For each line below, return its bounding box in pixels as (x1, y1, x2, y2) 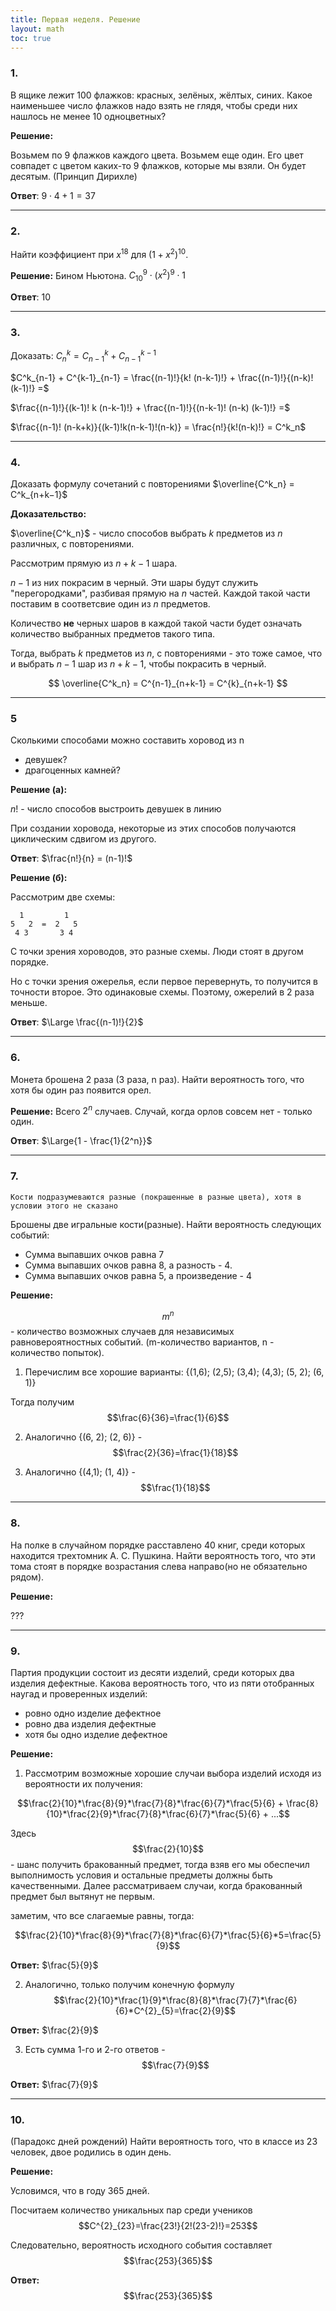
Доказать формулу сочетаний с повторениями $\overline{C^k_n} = (10, 478, 295, 490)
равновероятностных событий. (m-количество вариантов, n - (10, 1336, 275, 1348)
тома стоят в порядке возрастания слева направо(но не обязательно (10, 1560, 308, 1572)
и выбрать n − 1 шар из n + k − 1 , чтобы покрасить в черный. (10, 658, 267, 670)
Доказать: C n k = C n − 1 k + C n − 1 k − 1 (10, 348, 157, 364)
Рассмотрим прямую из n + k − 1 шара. (10, 557, 178, 570)
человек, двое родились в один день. (10, 2146, 172, 2158)
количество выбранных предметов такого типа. (10, 628, 216, 640)
